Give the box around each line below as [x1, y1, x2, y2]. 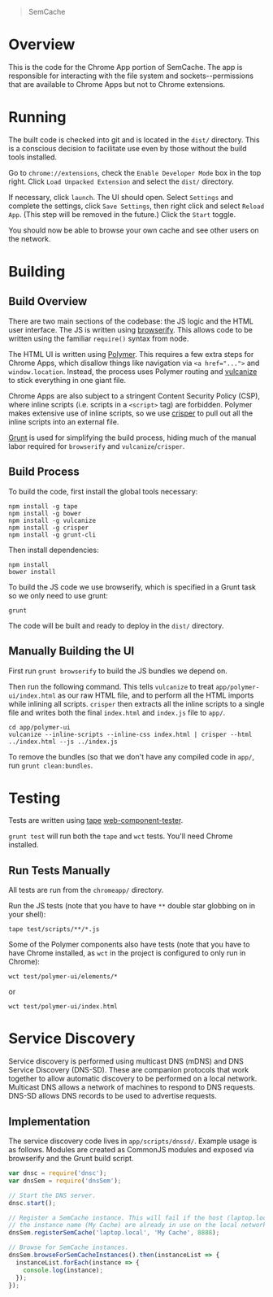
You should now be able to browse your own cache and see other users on [8, 225, 259, 235]
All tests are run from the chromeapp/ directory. [8, 886, 164, 895]
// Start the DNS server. [8, 1191, 96, 1199]
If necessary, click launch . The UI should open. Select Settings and [8, 192, 234, 202]
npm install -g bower [8, 509, 82, 517]
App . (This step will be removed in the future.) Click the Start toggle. [8, 209, 236, 219]
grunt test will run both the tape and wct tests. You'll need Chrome [8, 831, 233, 841]
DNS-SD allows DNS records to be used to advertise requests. [8, 1091, 218, 1101]
